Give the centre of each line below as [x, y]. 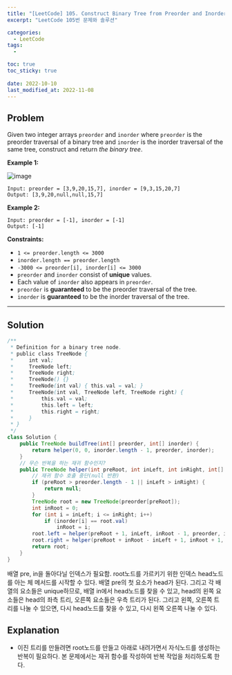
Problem [26, 118]
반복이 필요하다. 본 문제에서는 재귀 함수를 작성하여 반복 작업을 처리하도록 [115, 656]
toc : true [21, 64]
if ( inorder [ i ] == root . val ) [86, 521]
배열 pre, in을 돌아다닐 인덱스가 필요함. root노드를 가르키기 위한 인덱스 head [110, 573]
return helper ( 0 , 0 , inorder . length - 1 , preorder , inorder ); [123, 450]
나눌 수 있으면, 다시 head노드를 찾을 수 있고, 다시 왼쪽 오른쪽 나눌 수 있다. [118, 608]
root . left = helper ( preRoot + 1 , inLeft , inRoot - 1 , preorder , [126, 534]
